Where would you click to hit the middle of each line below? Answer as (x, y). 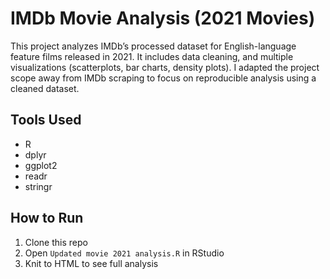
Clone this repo (56, 242)
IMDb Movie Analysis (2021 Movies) (163, 18)
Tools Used (46, 120)
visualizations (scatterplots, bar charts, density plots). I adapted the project (165, 67)
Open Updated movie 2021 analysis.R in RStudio (124, 253)
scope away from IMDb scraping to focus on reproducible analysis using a (163, 78)
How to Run (47, 218)
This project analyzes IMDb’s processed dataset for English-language (153, 46)
